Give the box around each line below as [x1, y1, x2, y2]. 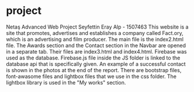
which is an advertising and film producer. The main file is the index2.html [6, 36, 184, 43]
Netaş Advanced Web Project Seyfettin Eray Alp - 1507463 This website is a [6, 23, 189, 30]
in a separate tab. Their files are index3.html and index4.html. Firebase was [6, 48, 187, 55]
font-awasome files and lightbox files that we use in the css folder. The [6, 73, 177, 80]
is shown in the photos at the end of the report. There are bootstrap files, [6, 66, 182, 73]
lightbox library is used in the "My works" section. [6, 79, 126, 86]
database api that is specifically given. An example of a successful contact [6, 60, 186, 68]
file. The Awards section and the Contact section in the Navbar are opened [6, 42, 186, 49]
